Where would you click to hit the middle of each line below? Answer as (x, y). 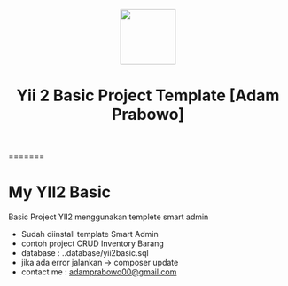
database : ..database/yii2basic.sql (85, 252)
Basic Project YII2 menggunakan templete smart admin (109, 217)
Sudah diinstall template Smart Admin (90, 234)
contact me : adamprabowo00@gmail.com (99, 272)
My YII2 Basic (60, 192)
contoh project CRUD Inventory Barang (93, 243)
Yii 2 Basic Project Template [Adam (148, 95)
